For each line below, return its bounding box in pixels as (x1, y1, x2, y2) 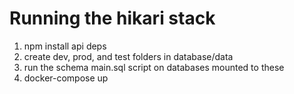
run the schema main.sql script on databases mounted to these (23, 61, 285, 73)
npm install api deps (23, 40, 107, 52)
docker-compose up (23, 72, 109, 84)
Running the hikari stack (9, 7, 216, 30)
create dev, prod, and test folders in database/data (23, 50, 234, 62)
